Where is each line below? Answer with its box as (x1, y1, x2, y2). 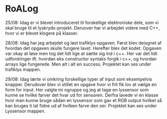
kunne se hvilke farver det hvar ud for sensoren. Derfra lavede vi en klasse (5, 92, 159, 98)
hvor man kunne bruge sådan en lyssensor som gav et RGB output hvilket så (5, 97, 162, 103)
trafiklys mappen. (5, 66, 41, 72)
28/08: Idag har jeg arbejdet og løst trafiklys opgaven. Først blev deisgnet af (5, 39, 162, 45)
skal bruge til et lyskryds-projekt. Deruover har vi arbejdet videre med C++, (5, 24, 160, 30)
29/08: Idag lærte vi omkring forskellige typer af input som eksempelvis (5, 76, 153, 82)
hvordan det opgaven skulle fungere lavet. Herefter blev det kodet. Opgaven (5, 45, 162, 51)
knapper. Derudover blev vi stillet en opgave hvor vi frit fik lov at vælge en (5, 81, 157, 87)
